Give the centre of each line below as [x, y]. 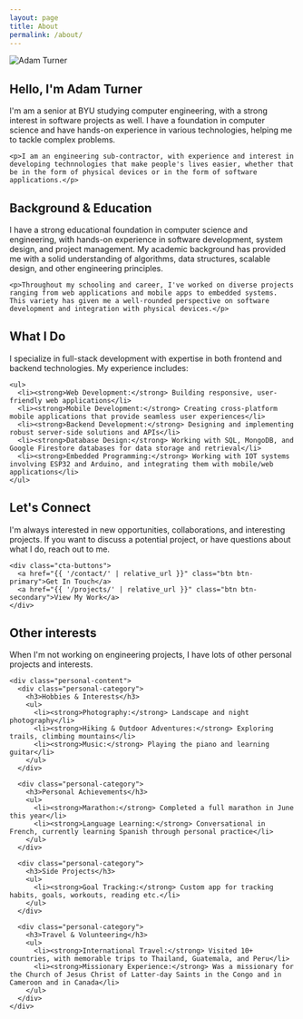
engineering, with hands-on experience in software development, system [146, 240]
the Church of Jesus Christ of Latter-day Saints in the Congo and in [146, 975]
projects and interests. [51, 664]
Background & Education [81, 208]
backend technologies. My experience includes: [99, 367]
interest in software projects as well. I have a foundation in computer [137, 121]
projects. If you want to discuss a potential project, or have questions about [150, 539]
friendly [26, 400]
